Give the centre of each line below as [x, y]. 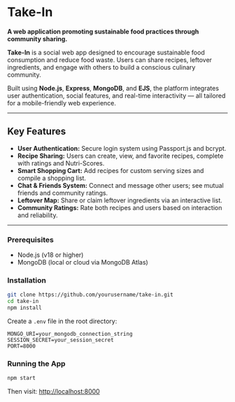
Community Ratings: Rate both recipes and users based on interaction [120, 207]
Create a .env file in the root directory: [62, 321]
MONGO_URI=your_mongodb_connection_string [70, 334]
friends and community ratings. [63, 193]
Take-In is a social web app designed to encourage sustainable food [106, 52]
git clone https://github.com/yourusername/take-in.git [90, 295]
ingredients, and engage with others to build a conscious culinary [101, 67]
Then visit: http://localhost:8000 [54, 392]
